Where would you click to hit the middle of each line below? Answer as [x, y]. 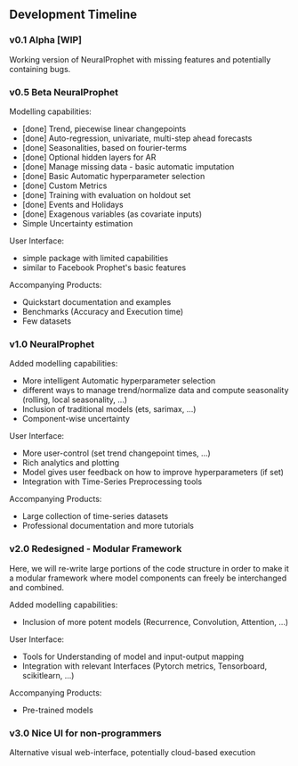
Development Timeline [73, 15]
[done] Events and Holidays [72, 204]
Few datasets [47, 321]
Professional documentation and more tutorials [108, 526]
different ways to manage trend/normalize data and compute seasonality [155, 391]
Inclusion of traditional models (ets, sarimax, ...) [109, 409]
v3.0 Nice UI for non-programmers [85, 733]
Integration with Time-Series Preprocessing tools [112, 482]
